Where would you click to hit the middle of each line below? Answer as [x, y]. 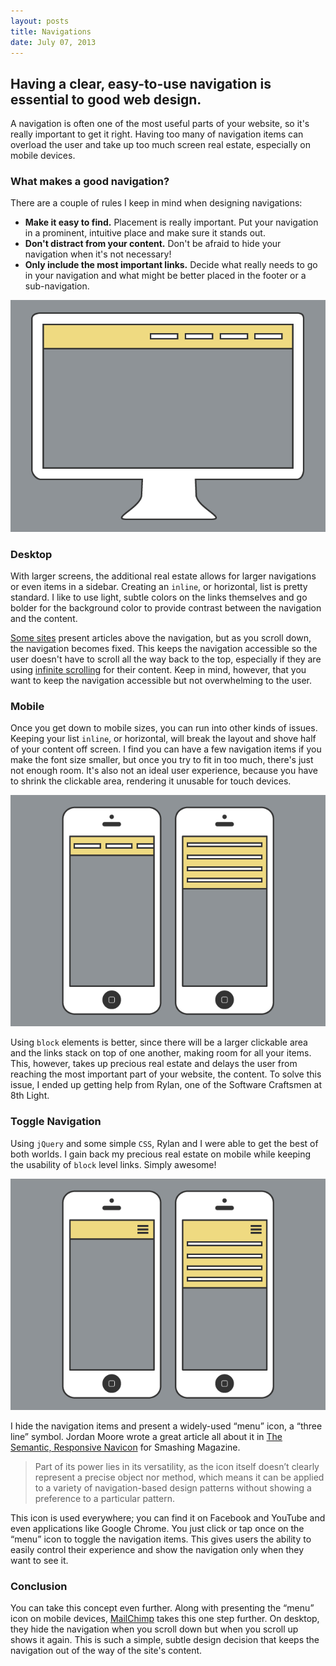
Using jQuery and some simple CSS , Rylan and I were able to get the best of [164, 1143]
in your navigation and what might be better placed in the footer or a [165, 276]
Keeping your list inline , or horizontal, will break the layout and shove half [163, 739]
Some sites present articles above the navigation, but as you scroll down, [161, 637]
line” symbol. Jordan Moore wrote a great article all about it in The [146, 1436]
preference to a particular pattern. [104, 1498]
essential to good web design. [106, 99]
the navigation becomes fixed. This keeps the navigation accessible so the [164, 648]
